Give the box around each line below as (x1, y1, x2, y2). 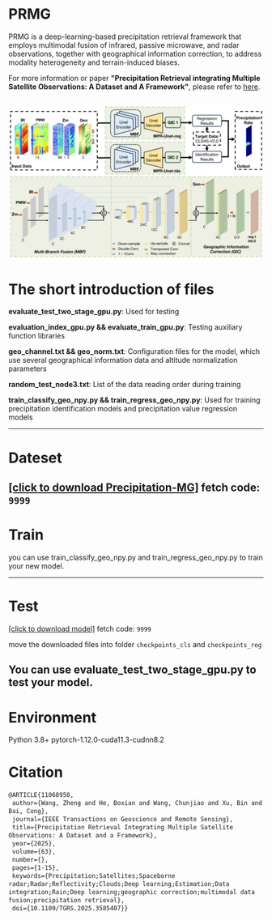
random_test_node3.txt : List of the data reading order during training (8, 380, 241, 390)
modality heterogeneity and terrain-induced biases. (8, 57, 181, 67)
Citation (8, 763, 63, 782)
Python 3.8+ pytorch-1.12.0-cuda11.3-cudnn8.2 (8, 735, 164, 745)
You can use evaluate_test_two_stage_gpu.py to (8, 663, 257, 677)
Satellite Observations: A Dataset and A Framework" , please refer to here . (8, 82, 261, 92)
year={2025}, (11, 840, 57, 848)
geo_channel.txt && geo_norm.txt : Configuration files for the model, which (8, 347, 261, 356)
